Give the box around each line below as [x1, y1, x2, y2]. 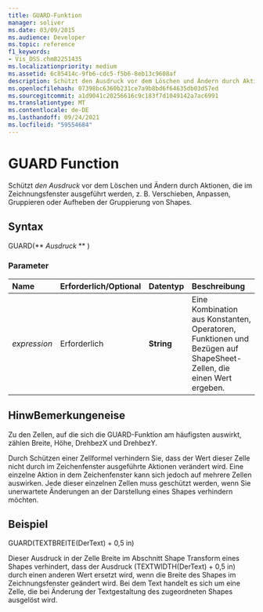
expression [12, 338, 53, 349]
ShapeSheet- [191, 352, 243, 363]
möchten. [8, 495, 39, 505]
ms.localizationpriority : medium [8, 63, 117, 71]
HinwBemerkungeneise [8, 409, 125, 422]
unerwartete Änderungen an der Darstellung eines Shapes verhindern [8, 486, 233, 496]
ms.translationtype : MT [8, 99, 86, 107]
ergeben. [191, 382, 225, 393]
